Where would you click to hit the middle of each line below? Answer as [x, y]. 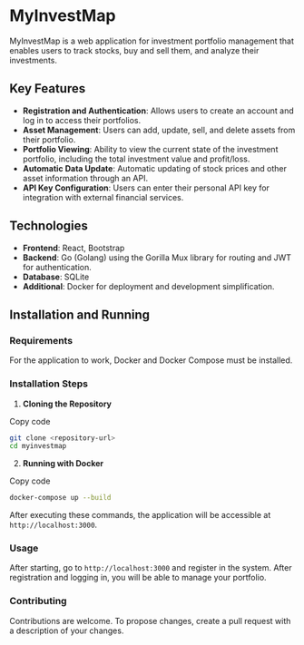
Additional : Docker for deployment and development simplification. [148, 286]
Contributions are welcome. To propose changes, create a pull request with [150, 621]
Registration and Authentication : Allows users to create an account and [158, 111]
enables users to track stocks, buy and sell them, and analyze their [134, 50]
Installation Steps [49, 384]
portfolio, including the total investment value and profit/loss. [136, 159]
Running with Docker [63, 464]
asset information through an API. [85, 178]
